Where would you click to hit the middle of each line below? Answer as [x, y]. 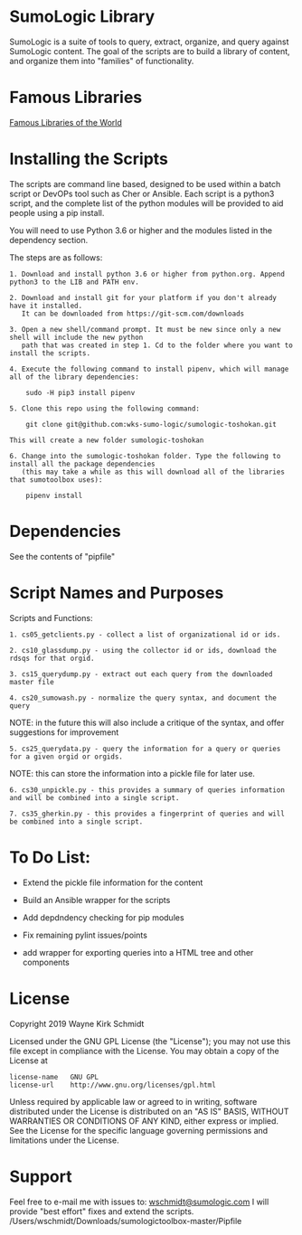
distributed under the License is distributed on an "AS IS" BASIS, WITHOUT [149, 1111]
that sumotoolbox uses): [56, 480]
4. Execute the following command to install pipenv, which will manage [149, 369]
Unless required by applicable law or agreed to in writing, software [133, 1101]
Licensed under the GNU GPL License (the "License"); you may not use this [150, 1041]
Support [41, 1176]
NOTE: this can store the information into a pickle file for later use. [132, 773]
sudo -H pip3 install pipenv [80, 392]
